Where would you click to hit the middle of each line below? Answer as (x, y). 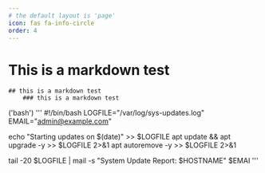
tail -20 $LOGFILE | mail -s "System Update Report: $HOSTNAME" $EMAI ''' (133, 161)
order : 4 (23, 30)
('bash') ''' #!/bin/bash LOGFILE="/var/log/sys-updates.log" (107, 113)
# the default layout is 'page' (62, 16)
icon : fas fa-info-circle (51, 23)
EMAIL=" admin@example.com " (60, 121)
